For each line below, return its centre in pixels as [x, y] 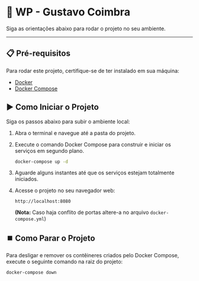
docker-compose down [32, 273]
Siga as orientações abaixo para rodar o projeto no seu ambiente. [86, 28]
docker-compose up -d [41, 162]
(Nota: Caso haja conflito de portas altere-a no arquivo [82, 212]
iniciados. [26, 179]
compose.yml [29, 219]
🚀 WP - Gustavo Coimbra [68, 12]
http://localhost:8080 [43, 202]
